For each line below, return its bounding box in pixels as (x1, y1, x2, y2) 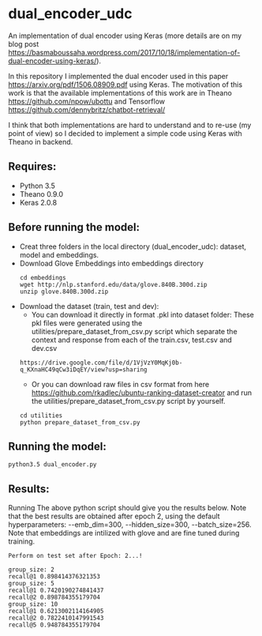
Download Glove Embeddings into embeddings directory (19, 258, 204, 268)
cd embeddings (19, 273, 66, 281)
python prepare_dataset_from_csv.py (19, 418, 140, 427)
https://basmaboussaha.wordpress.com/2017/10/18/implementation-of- (8, 47, 241, 57)
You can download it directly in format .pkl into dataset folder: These (31, 310, 255, 319)
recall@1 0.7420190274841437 (8, 586, 104, 595)
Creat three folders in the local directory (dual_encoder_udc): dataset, (19, 242, 247, 251)
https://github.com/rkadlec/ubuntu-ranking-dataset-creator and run (31, 388, 253, 397)
